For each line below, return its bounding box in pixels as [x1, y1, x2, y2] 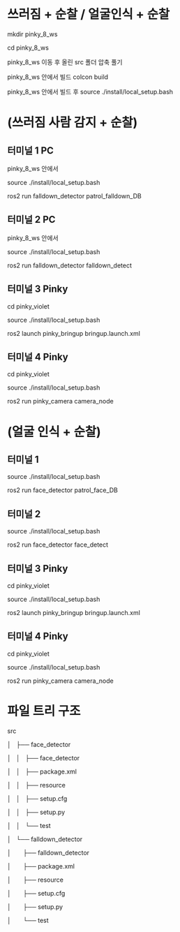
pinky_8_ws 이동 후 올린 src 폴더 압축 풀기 [7, 57, 123, 66]
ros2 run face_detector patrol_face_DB [7, 486, 119, 494]
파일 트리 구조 [7, 703, 81, 719]
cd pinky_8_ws [7, 43, 49, 52]
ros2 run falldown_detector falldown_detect [7, 261, 133, 269]
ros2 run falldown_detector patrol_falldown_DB [7, 191, 142, 200]
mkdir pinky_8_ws [7, 29, 58, 38]
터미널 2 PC [7, 214, 56, 225]
